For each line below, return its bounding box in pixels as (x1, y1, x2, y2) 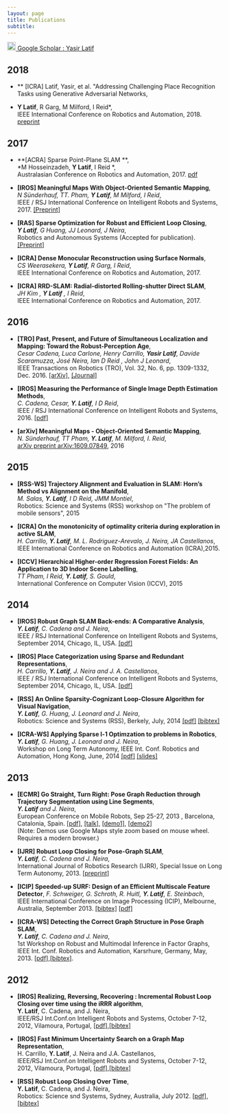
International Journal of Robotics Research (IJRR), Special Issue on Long (16, 862, 223, 870)
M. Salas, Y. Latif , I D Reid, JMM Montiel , (16, 494, 134, 502)
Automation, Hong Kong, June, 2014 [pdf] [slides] (16, 752, 158, 760)
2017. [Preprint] (16, 205, 60, 214)
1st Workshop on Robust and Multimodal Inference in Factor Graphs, (16, 940, 210, 948)
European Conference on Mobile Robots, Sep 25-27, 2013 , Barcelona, (16, 812, 215, 821)
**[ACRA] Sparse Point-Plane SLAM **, (16, 156, 129, 163)
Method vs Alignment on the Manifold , (16, 487, 129, 495)
